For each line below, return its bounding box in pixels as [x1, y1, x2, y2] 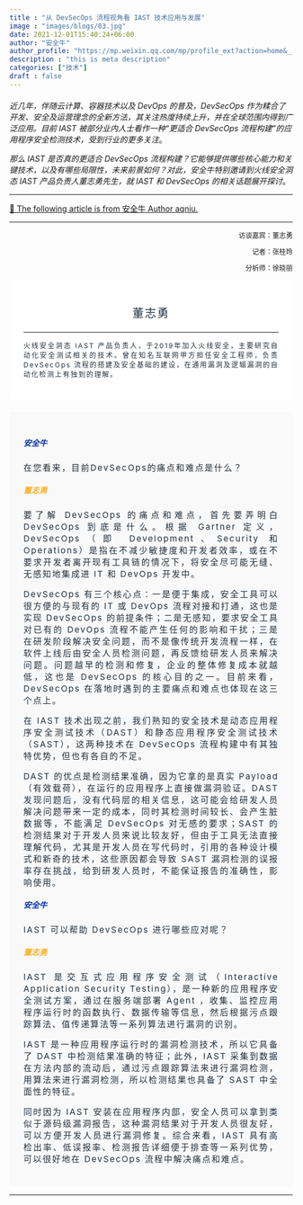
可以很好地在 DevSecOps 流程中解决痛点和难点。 [23, 1153, 250, 1165]
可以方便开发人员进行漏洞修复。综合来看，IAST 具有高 [23, 1129, 279, 1142]
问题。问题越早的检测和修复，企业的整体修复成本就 [23, 659, 270, 671]
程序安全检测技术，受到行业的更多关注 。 [16, 134, 167, 145]
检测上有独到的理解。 [39, 370, 119, 379]
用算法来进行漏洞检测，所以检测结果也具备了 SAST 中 [23, 1074, 270, 1086]
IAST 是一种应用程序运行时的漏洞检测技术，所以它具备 [23, 1039, 279, 1050]
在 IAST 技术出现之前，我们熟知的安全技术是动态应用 [23, 715, 270, 727]
